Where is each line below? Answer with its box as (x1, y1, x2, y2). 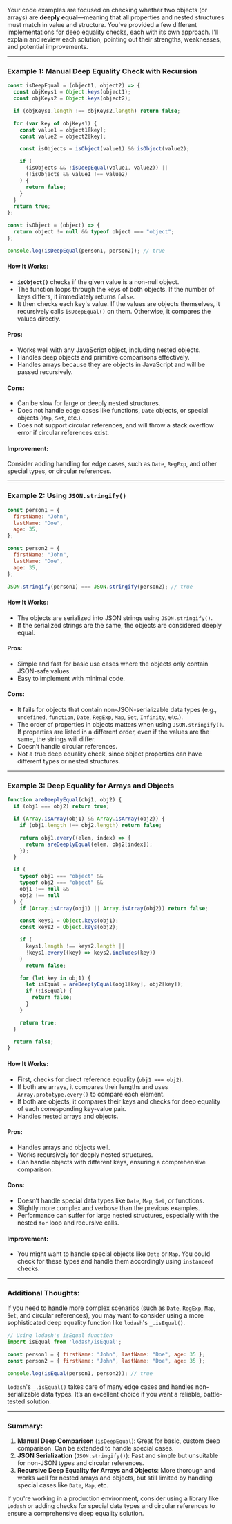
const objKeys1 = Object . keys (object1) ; (13, 89, 131, 96)
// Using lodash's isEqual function (7, 1332, 113, 1339)
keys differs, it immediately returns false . (17, 292, 135, 301)
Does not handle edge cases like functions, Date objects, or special (17, 407, 209, 415)
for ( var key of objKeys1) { (13, 120, 97, 127)
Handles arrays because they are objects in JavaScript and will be (17, 360, 206, 369)
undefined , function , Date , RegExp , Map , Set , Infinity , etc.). (17, 713, 184, 721)
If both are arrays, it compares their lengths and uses (17, 1082, 168, 1090)
